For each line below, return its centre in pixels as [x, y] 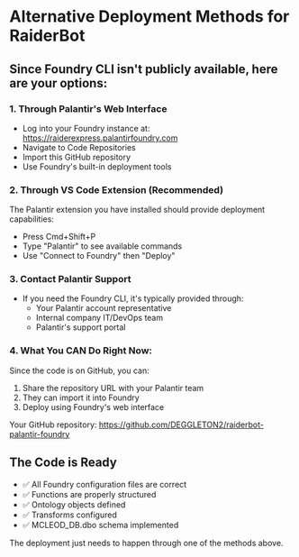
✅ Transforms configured [69, 515]
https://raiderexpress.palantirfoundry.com [100, 138]
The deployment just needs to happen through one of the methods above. [146, 543]
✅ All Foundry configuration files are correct [104, 484]
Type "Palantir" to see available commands [102, 246]
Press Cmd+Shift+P [59, 237]
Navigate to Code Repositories [79, 147]
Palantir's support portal [81, 327]
